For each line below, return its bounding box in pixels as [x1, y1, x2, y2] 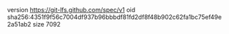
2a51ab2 [7, 20, 32, 28]
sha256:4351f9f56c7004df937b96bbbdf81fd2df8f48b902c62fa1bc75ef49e [7, 13, 222, 21]
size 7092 [32, 20, 61, 28]
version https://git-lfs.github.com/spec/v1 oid [7, 6, 136, 14]
